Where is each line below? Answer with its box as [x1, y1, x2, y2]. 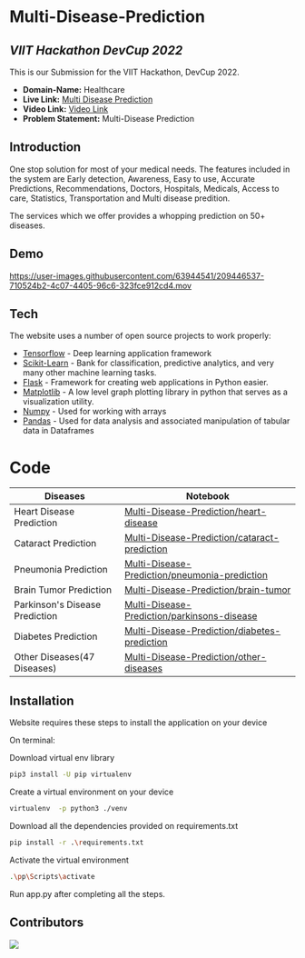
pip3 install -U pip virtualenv [9, 770, 132, 779]
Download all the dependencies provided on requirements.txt [9, 820, 239, 831]
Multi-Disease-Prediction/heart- [123, 505, 267, 518]
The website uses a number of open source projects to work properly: [9, 330, 271, 342]
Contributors [9, 915, 84, 931]
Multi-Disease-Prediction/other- [123, 651, 267, 664]
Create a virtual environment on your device [9, 786, 174, 797]
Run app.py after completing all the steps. [9, 888, 166, 899]
